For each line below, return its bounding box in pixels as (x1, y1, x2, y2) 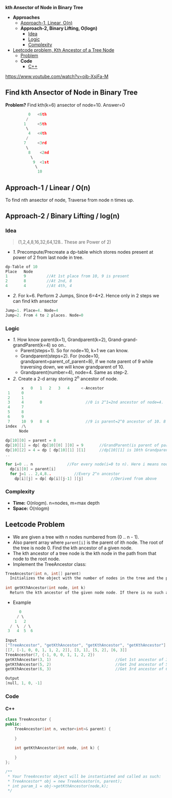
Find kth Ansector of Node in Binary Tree (5, 88, 138, 97)
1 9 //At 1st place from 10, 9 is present (5, 274, 130, 279)
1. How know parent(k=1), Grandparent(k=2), (12, 336, 107, 343)
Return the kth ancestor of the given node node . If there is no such (10, 590, 164, 595)
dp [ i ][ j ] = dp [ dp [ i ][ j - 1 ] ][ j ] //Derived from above (14, 476, 157, 481)
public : (5, 721, 22, 727)
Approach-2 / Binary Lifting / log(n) (5, 212, 120, 220)
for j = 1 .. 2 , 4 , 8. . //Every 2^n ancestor (10, 471, 120, 477)
